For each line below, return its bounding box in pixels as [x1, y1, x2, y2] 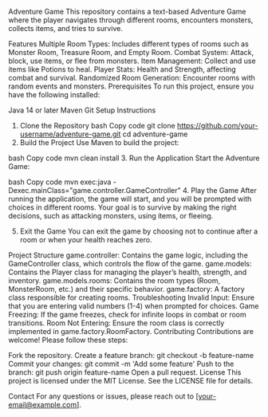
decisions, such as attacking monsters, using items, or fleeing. [8, 211, 214, 220]
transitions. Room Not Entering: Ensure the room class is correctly [8, 318, 225, 328]
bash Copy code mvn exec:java [8, 177, 112, 187]
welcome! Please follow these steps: [8, 335, 128, 344]
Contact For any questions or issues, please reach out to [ [8, 391, 199, 401]
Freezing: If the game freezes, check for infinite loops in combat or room [8, 310, 246, 319]
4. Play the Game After [182, 186, 257, 195]
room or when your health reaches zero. [19, 235, 152, 244]
